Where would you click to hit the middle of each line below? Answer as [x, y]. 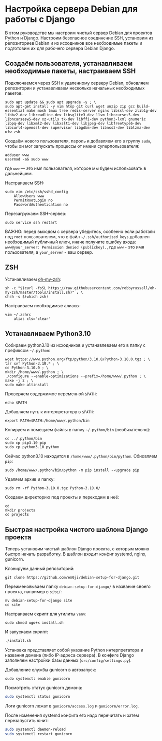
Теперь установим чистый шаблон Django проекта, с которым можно [77, 549]
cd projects [17, 515]
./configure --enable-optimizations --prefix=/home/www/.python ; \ [75, 376]
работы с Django [40, 19]
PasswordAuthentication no [41, 204]
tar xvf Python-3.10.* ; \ [32, 364]
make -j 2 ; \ [19, 381]
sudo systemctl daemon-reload [36, 729]
